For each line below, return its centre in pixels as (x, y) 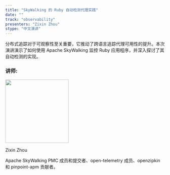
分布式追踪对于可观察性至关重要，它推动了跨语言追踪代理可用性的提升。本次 (85, 44)
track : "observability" (30, 19)
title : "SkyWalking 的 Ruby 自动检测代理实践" (52, 10)
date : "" (14, 15)
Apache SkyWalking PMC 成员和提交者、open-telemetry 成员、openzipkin (83, 161)
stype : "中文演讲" (23, 29)
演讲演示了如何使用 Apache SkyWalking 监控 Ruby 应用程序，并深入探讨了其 (85, 50)
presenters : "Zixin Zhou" (32, 24)
